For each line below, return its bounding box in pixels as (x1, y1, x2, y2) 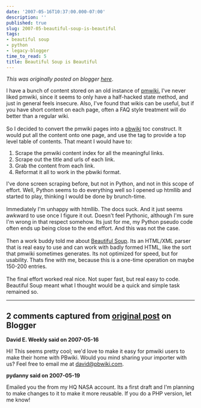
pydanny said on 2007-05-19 (6, 372, 81, 379)
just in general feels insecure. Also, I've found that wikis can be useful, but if (6, 99, 194, 106)
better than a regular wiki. (6, 112, 70, 120)
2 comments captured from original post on (6, 310, 172, 321)
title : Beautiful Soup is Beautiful (6, 59, 98, 65)
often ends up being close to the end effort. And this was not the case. (6, 224, 181, 232)
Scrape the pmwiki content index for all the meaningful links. (14, 149, 165, 156)
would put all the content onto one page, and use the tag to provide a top (6, 131, 187, 138)
